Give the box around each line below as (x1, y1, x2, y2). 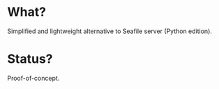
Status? (7, 51, 54, 67)
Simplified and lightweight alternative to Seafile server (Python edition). (7, 27, 213, 35)
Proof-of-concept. (7, 74, 60, 82)
